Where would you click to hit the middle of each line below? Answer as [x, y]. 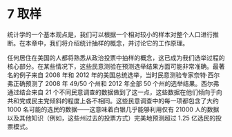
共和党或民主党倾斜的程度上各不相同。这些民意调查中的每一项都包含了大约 [113, 101]
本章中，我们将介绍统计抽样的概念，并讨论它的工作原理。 [107, 43]
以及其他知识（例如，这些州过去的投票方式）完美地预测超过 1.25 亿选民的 [112, 118]
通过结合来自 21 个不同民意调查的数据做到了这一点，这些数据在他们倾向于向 [115, 92]
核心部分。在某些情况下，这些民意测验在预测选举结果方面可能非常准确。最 [113, 66]
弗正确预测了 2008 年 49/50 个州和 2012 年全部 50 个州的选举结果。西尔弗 [113, 83]
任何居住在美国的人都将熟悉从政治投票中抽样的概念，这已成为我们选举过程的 [116, 57]
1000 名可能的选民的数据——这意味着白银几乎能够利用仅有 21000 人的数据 [113, 109]
